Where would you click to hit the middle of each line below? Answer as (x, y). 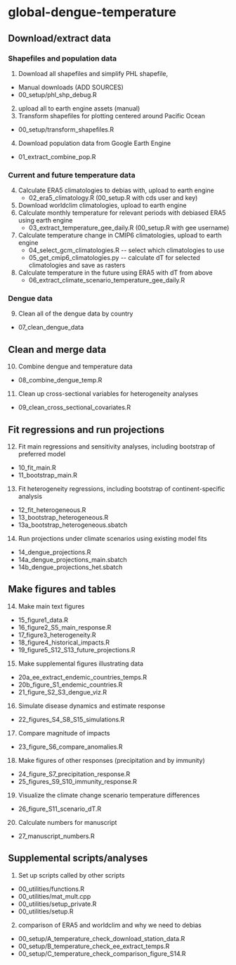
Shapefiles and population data (63, 58)
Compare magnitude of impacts (64, 733)
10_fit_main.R (37, 468)
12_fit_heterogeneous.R (52, 510)
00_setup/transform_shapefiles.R (66, 129)
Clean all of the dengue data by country (76, 313)
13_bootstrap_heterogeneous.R (63, 518)
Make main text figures (51, 606)
